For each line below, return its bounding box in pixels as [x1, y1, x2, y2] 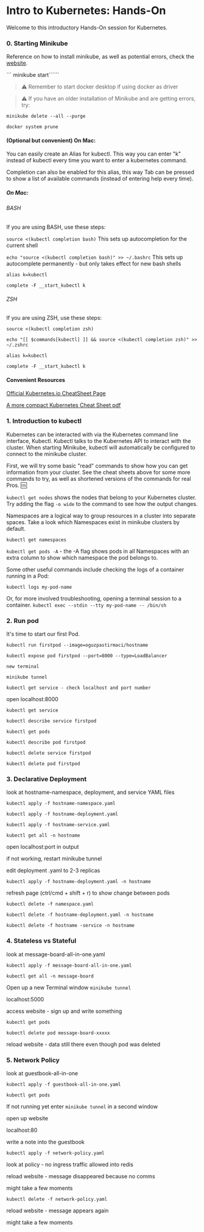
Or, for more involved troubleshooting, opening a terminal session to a [6, 594, 181, 602]
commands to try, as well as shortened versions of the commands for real [6, 475, 191, 482]
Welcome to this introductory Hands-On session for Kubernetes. [6, 24, 167, 31]
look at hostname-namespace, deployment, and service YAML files [6, 788, 175, 796]
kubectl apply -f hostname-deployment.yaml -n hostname [6, 879, 151, 885]
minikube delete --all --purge [6, 113, 86, 120]
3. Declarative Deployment [6, 774, 87, 783]
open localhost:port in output [6, 843, 79, 851]
